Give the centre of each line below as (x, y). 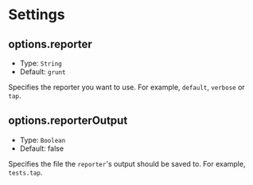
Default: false (42, 148)
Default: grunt (43, 72)
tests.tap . (25, 172)
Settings (37, 15)
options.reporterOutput (68, 121)
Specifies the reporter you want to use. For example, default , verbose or (127, 87)
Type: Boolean (43, 140)
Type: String (41, 63)
